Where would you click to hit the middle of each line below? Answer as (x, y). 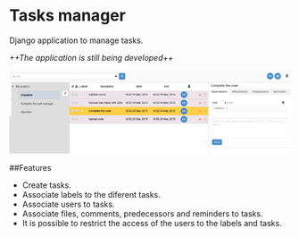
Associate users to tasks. (68, 204)
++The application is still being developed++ (91, 57)
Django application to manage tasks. (76, 40)
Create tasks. (46, 185)
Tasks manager (68, 16)
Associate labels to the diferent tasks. (91, 195)
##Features (30, 168)
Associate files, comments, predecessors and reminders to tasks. (142, 214)
